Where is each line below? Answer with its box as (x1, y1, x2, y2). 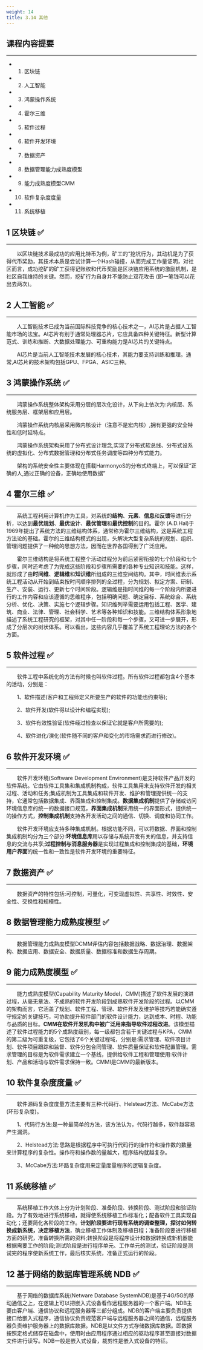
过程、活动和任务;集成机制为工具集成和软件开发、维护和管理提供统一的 (6, 790, 183, 797)
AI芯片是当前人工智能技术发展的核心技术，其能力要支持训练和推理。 (17, 351, 186, 358)
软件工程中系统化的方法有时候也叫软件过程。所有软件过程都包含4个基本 (17, 673, 195, 680)
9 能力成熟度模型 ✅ (6, 967, 78, 978)
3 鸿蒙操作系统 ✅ (6, 378, 70, 388)
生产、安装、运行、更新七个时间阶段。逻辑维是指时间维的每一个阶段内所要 (6, 585, 192, 592)
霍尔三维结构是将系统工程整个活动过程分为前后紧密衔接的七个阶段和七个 (17, 555, 197, 562)
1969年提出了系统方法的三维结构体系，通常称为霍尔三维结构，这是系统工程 (6, 527, 193, 534)
